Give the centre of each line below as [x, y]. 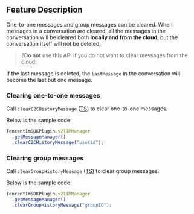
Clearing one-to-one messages [53, 95]
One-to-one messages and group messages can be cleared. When [90, 24]
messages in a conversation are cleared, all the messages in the [86, 31]
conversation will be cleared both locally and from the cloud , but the [92, 37]
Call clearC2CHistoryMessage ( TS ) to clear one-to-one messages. [87, 109]
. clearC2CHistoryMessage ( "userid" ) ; [58, 142]
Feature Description [44, 10]
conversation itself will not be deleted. [54, 43]
